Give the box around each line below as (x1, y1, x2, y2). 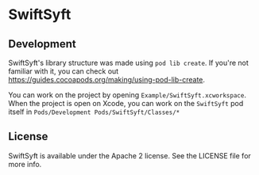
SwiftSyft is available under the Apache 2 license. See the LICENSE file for (8, 150, 252, 160)
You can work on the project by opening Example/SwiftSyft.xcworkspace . (8, 90, 246, 100)
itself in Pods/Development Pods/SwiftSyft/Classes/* (8, 107, 180, 116)
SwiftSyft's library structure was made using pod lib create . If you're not (8, 58, 249, 67)
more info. (8, 159, 42, 169)
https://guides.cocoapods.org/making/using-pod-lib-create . (8, 75, 205, 84)
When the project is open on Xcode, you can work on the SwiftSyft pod (8, 99, 244, 108)
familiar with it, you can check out (8, 67, 119, 76)
